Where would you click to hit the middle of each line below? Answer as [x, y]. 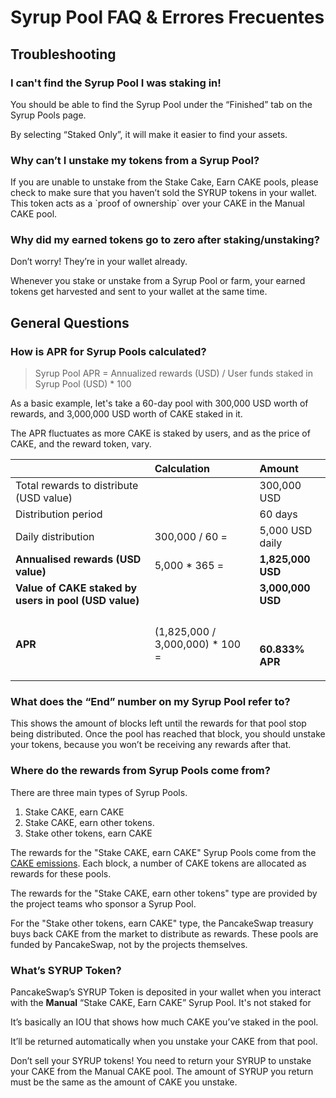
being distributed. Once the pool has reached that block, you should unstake [168, 734]
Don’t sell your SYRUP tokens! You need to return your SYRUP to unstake [161, 1061]
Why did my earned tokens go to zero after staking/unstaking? [165, 240]
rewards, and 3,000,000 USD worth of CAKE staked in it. [126, 414]
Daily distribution [55, 537]
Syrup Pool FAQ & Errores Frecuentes [167, 17]
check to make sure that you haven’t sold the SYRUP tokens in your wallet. [164, 193]
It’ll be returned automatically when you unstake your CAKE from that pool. [164, 1042]
